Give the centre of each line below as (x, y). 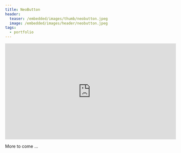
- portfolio (22, 32)
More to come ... (21, 146)
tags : (10, 28)
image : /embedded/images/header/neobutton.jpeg (59, 23)
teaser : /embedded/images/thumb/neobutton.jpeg (59, 19)
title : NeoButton (23, 10)
